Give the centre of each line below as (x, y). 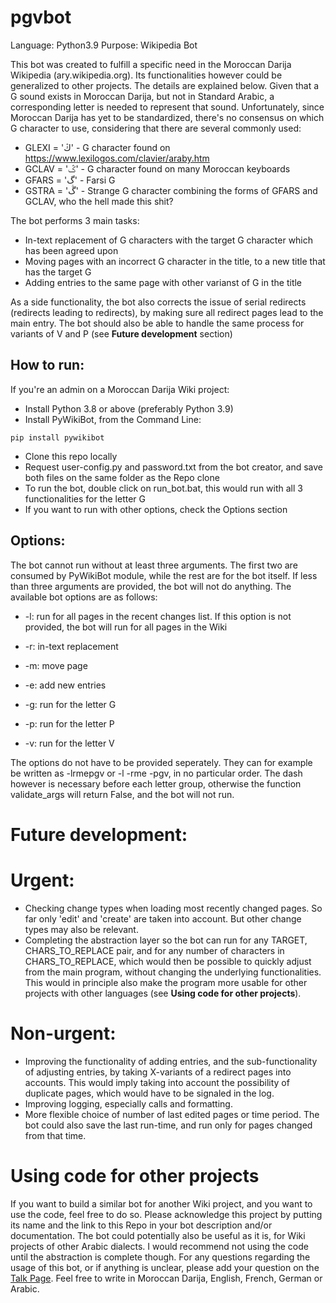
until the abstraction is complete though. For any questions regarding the (160, 1257)
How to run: (47, 365)
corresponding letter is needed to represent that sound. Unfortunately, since (167, 107)
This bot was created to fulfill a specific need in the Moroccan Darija (151, 64)
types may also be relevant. (81, 929)
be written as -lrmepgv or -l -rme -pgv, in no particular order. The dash (156, 773)
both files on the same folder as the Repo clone (122, 477)
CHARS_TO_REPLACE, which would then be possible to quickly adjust (168, 961)
